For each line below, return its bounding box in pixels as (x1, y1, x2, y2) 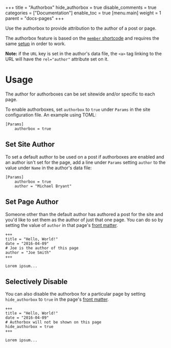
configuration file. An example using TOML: (5, 111, 97, 118)
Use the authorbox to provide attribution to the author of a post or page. (5, 25, 157, 31)
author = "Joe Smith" (5, 250, 52, 255)
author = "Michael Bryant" (14, 183, 72, 189)
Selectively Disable (5, 277, 68, 286)
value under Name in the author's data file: (5, 164, 92, 171)
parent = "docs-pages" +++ (5, 15, 64, 21)
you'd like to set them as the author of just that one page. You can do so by (5, 217, 163, 223)
